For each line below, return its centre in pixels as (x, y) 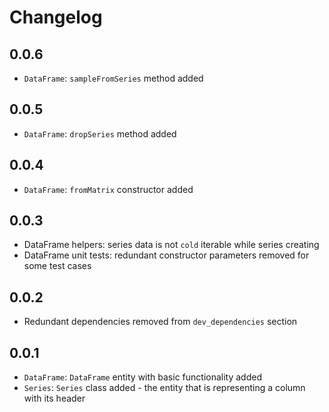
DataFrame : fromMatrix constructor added (108, 189)
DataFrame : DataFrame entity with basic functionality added (142, 377)
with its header (54, 398)
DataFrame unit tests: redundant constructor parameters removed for (166, 255)
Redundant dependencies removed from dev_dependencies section (160, 322)
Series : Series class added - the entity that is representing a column (164, 388)
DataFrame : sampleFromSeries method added (113, 78)
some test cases (57, 266)
